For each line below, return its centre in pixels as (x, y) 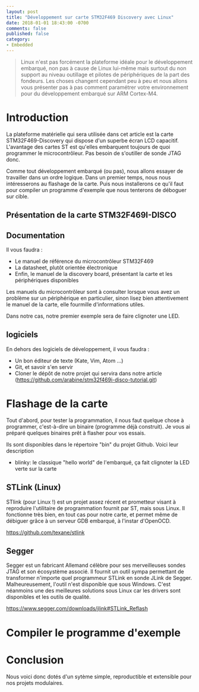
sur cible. (18, 196)
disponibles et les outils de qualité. (48, 597)
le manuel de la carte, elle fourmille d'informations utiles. (75, 305)
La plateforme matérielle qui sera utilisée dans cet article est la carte (90, 134)
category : (18, 39)
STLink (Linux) (34, 487)
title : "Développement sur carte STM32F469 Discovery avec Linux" (90, 17)
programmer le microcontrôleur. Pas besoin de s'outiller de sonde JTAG (94, 153)
